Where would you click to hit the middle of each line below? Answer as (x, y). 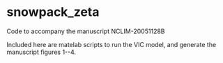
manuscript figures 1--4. (41, 52)
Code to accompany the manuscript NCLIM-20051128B (86, 31)
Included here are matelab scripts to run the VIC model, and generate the (111, 44)
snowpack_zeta (53, 12)
